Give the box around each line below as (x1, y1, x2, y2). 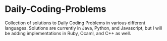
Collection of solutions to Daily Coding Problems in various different (5, 20, 146, 26)
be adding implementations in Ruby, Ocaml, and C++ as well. (5, 30, 132, 36)
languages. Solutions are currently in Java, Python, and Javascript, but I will (5, 25, 162, 31)
